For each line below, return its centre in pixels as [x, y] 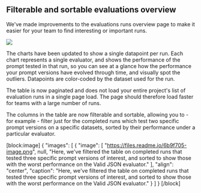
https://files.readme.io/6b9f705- [147, 145]
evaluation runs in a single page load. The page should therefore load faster [100, 96]
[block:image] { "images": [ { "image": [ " [57, 145]
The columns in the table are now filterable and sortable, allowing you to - [97, 114]
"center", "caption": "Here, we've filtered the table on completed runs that [97, 170]
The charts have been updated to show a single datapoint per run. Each [95, 53]
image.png [19, 151]
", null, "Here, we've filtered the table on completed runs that [107, 151]
